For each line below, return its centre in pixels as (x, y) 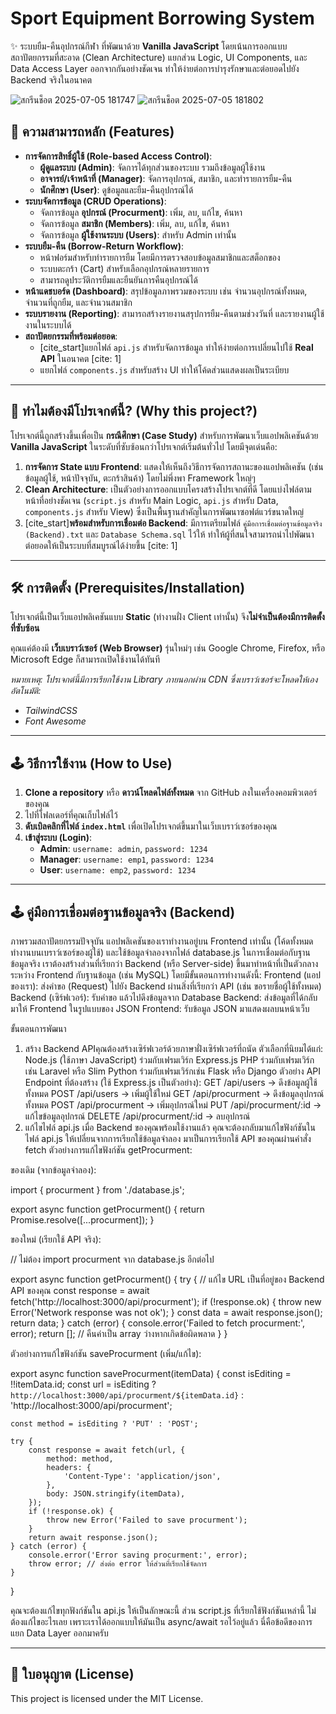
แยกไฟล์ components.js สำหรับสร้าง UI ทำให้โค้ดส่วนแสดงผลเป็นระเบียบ (164, 369)
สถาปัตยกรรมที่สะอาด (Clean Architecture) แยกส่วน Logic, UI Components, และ (159, 57)
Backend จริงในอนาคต (51, 79)
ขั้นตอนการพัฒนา (38, 1028)
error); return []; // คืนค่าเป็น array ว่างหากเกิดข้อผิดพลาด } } (119, 1333)
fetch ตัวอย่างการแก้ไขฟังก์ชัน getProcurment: (108, 1150)
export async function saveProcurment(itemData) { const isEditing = (151, 1373)
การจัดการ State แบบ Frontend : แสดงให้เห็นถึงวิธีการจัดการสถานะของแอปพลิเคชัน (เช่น (174, 466)
